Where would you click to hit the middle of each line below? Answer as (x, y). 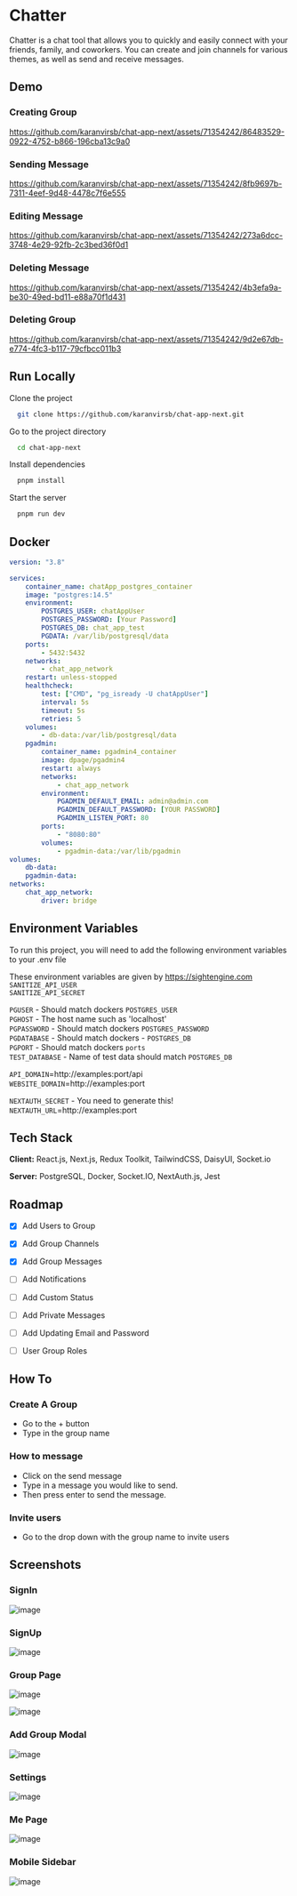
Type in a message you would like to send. (100, 1485)
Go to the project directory (58, 431)
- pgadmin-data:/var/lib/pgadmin (118, 851)
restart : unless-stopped (71, 678)
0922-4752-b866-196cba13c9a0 (70, 141)
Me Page (28, 1820)
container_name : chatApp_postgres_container (109, 586)
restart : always (71, 768)
